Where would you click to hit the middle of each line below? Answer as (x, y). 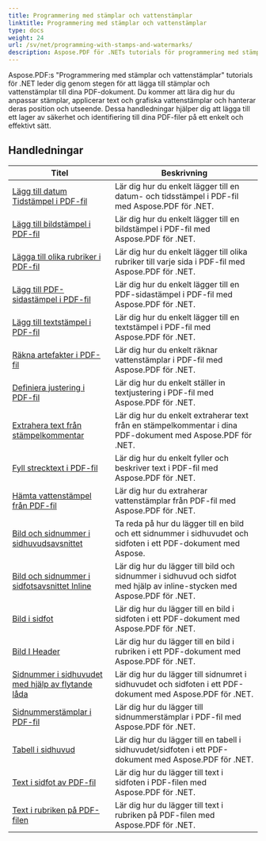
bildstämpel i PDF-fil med (162, 228)
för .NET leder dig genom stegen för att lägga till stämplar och (109, 83)
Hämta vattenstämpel (52, 495)
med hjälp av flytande (52, 684)
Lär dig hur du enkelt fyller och (172, 458)
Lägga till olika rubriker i (57, 256)
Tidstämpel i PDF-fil (50, 201)
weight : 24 (26, 38)
